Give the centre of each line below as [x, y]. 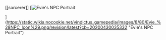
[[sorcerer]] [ [18, 8]
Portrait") [15, 32]
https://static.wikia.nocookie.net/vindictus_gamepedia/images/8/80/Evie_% [84, 22]
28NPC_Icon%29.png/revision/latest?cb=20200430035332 [66, 27]
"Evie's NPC [141, 27]
